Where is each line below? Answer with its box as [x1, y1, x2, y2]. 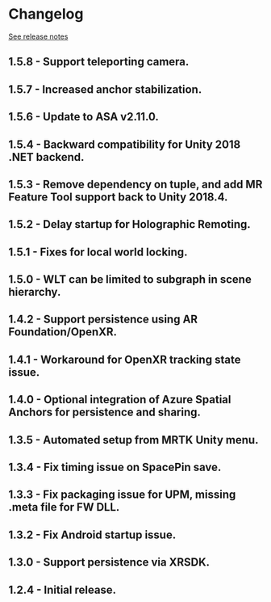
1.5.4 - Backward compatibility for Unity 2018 [8, 137, 241, 151]
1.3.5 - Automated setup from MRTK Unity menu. [8, 433, 259, 447]
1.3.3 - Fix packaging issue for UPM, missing [8, 488, 236, 502]
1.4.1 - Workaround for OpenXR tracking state [8, 352, 241, 366]
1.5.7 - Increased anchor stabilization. [8, 82, 202, 96]
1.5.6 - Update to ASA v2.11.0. [8, 110, 160, 124]
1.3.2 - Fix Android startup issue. [8, 528, 177, 541]
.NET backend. [8, 150, 85, 164]
